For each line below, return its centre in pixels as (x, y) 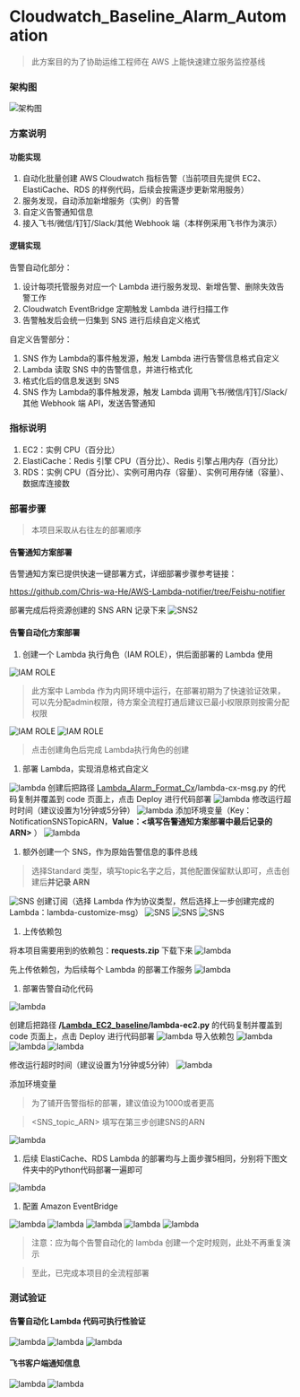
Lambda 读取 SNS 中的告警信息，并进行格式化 (107, 369)
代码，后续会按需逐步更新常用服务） (182, 189)
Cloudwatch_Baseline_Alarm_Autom (148, 17)
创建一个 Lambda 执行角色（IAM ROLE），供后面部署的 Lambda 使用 (147, 654)
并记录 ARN (69, 882)
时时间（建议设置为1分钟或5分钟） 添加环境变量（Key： (131, 810)
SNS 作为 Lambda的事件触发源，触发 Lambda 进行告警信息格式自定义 (151, 358)
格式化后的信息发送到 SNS (71, 380)
